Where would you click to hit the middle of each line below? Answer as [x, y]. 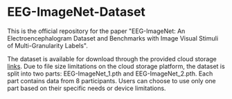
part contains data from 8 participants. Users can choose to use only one [111, 80]
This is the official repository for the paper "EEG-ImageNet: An [96, 31]
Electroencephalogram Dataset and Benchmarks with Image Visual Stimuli [113, 38]
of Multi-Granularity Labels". [47, 45]
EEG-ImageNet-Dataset [76, 12]
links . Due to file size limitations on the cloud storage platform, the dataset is [116, 66]
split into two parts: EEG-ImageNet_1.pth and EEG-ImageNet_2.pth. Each [110, 74]
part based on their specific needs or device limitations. [87, 88]
